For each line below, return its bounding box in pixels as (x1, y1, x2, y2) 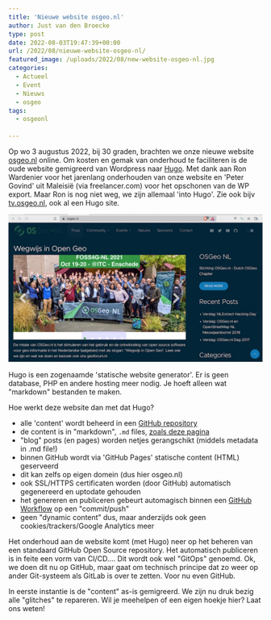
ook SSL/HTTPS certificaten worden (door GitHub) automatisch (19, 478, 231, 488)
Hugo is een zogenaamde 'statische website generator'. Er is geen (8, 370, 229, 380)
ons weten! (8, 604, 46, 614)
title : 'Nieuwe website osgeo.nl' (8, 13, 125, 21)
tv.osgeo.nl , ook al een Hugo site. (8, 198, 119, 207)
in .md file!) (19, 444, 58, 454)
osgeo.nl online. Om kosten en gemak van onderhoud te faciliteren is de (8, 156, 248, 164)
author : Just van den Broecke (8, 21, 110, 30)
